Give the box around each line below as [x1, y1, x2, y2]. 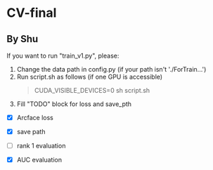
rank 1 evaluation [16, 142, 66, 150]
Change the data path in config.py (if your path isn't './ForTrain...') [16, 65, 207, 73]
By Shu [6, 33, 39, 45]
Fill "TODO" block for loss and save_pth [16, 100, 131, 108]
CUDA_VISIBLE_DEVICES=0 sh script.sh [34, 86, 150, 94]
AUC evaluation [16, 156, 63, 164]
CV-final [6, 5, 57, 21]
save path [16, 128, 46, 136]
